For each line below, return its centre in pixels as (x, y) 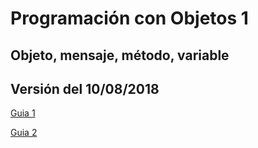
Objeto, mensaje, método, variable (120, 55)
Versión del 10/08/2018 (85, 88)
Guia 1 (23, 113)
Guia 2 (24, 133)
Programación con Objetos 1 (129, 18)
